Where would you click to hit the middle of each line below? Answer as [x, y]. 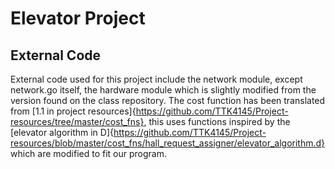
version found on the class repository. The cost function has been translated [168, 100]
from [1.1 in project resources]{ [73, 111]
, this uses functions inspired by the [217, 121]
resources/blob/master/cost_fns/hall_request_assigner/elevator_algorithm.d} [168, 143]
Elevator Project [78, 18]
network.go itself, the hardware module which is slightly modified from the [163, 90]
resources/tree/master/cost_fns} [77, 121]
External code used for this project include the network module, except [156, 79]
